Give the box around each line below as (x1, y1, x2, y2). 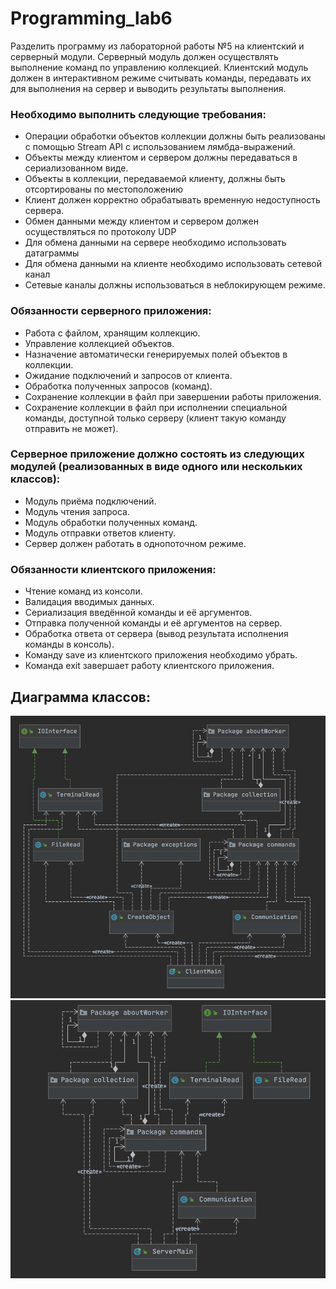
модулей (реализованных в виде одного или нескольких (10, 460, 303, 474)
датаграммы (24, 247, 80, 259)
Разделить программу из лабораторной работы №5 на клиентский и (10, 40, 305, 52)
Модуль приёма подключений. (24, 495, 157, 507)
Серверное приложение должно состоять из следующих (10, 447, 305, 461)
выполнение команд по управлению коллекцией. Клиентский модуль (10, 61, 309, 73)
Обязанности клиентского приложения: (10, 562, 217, 576)
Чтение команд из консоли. (24, 585, 143, 597)
